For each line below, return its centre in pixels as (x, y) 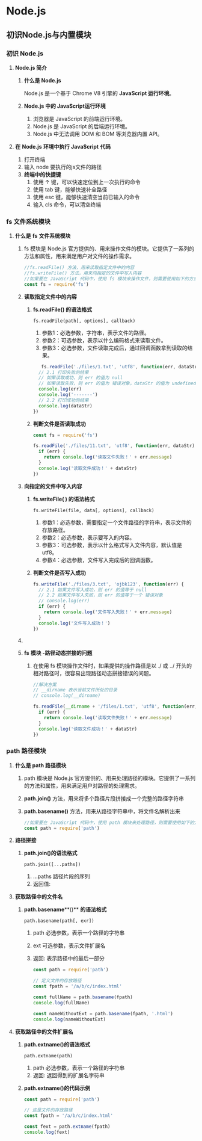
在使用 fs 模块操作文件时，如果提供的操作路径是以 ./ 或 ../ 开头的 (112, 666)
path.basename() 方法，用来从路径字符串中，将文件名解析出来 (102, 811)
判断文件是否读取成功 (59, 424)
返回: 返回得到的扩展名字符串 (69, 1075)
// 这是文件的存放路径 (48, 1110)
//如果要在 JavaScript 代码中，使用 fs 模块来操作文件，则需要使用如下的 (106, 279)
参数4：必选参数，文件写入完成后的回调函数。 (99, 560)
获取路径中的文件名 (39, 897)
